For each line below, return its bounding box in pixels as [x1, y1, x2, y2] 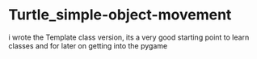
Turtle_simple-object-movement [8, 6, 232, 24]
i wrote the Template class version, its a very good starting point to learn [8, 32, 250, 42]
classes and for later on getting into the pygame [8, 40, 168, 50]
